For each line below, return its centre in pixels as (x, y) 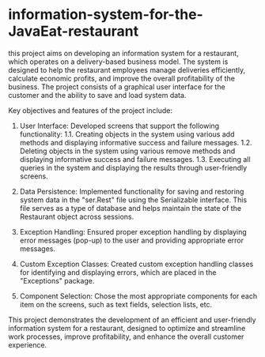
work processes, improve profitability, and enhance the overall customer (126, 336)
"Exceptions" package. (57, 280)
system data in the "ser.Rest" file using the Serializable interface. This (133, 200)
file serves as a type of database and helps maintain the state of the (131, 208)
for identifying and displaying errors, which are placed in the (118, 272)
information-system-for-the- (106, 15)
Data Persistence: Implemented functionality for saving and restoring (132, 191)
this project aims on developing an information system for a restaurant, (123, 53)
